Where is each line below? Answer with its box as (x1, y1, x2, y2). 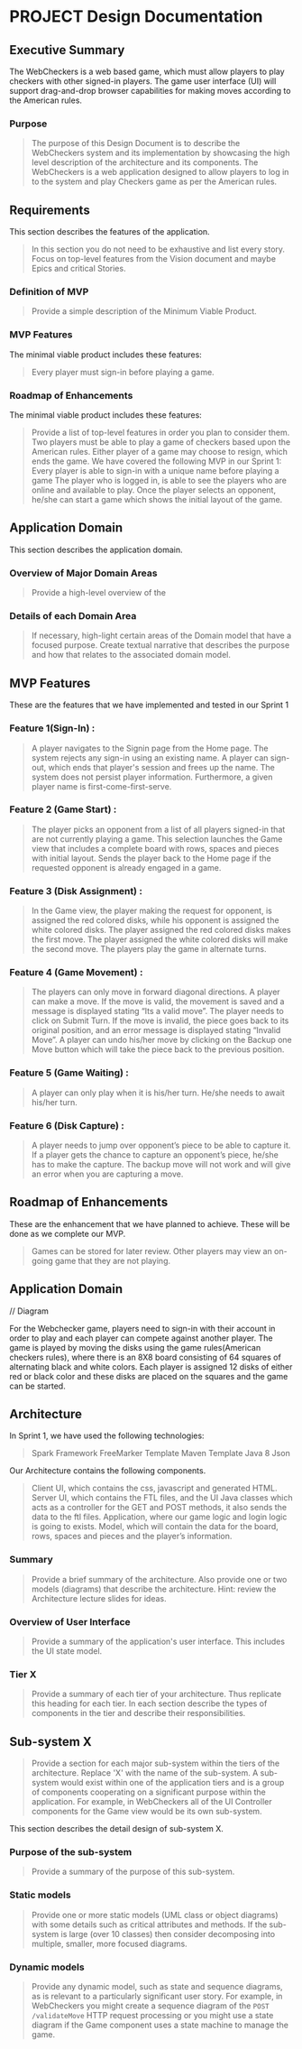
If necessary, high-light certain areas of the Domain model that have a (31, 630, 292, 641)
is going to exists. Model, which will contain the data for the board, (31, 1521, 279, 1532)
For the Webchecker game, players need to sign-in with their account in (9, 1323, 276, 1334)
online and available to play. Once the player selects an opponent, (31, 485, 277, 495)
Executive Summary (9, 42, 125, 58)
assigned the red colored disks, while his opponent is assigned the (31, 915, 279, 926)
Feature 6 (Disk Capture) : (9, 1119, 124, 1131)
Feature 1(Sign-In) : (9, 722, 96, 734)
